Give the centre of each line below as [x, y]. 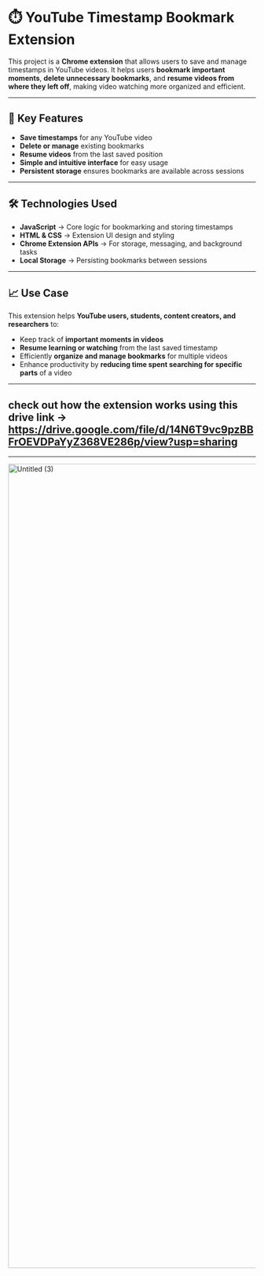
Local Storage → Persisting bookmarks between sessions [113, 260]
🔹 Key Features [46, 118]
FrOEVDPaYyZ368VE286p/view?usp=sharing [123, 442]
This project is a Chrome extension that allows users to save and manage [128, 61]
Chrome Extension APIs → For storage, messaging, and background [130, 244]
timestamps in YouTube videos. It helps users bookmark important [117, 69]
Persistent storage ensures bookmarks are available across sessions [132, 170]
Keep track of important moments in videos [91, 339]
